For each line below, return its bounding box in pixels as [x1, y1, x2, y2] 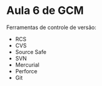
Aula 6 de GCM [6, 4, 84, 18]
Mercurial [15, 61, 40, 68]
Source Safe [15, 48, 47, 55]
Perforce [15, 67, 38, 74]
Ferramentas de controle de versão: [6, 24, 97, 31]
